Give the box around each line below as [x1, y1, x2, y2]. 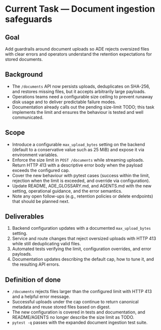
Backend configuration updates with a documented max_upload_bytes [12, 225, 151, 231]
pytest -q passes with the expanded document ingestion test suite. [12, 320, 148, 326]
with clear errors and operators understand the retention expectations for [5, 51, 152, 57]
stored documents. [5, 56, 43, 62]
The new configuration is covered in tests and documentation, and [12, 309, 145, 315]
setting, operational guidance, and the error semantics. [12, 188, 123, 194]
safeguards [5, 14, 53, 25]
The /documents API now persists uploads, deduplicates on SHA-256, [12, 83, 150, 89]
